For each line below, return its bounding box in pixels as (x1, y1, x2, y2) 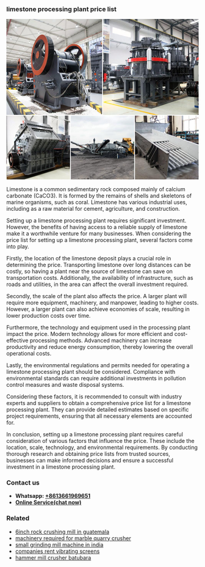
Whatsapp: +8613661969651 (15, 492, 90, 500)
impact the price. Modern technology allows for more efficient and (6, 330, 173, 337)
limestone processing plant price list (6, 5, 117, 13)
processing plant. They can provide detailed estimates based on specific (6, 406, 189, 413)
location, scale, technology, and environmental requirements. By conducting (6, 444, 198, 451)
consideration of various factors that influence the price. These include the (6, 437, 195, 444)
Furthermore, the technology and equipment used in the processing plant (6, 323, 191, 331)
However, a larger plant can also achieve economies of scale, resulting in (6, 305, 190, 313)
